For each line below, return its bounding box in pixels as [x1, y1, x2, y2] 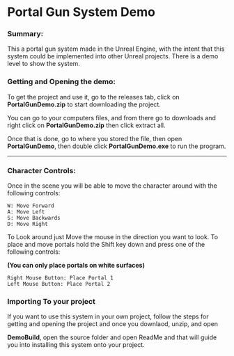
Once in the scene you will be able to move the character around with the [7, 181, 217, 190]
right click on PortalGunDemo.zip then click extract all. [7, 121, 166, 129]
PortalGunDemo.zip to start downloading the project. [7, 100, 162, 108]
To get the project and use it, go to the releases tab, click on [7, 92, 180, 101]
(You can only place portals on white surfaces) [7, 261, 145, 270]
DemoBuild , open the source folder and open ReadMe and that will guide [7, 333, 217, 341]
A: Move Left [7, 209, 45, 216]
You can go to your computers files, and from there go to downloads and [7, 113, 216, 122]
